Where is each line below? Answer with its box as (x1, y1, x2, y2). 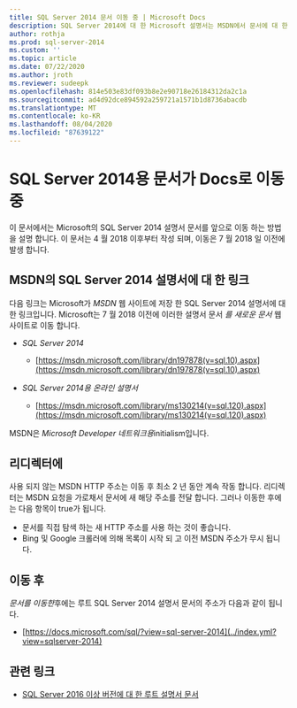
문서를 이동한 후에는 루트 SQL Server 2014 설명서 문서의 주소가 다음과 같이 (9, 598, 267, 609)
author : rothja (9, 29, 65, 38)
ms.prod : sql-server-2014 (9, 37, 104, 47)
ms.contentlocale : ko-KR (9, 112, 101, 120)
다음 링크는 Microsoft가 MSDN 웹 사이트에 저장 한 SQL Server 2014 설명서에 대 (9, 297, 286, 308)
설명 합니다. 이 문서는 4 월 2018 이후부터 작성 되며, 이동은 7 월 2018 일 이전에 (18, 233, 286, 243)
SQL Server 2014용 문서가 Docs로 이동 (9, 169, 285, 189)
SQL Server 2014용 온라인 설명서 (21, 382, 139, 393)
